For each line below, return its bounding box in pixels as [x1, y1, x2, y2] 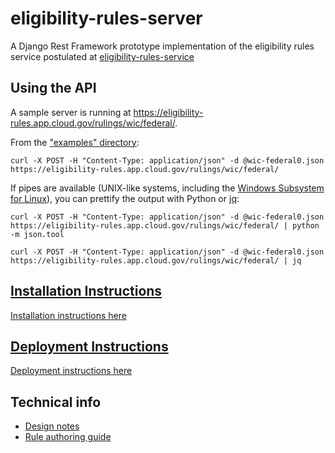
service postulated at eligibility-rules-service [10, 50, 195, 62]
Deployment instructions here [10, 365, 133, 377]
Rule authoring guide [24, 431, 112, 443]
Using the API [10, 80, 97, 97]
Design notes [24, 420, 80, 432]
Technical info [10, 393, 102, 411]
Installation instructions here [10, 309, 127, 321]
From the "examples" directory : [10, 136, 140, 148]
